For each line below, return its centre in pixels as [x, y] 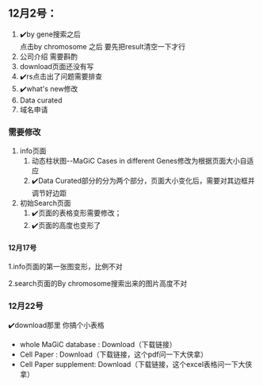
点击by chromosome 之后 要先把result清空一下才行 [103, 46]
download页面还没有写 [57, 66]
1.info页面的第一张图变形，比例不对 [65, 267]
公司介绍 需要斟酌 [48, 56]
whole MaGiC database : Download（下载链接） [98, 344]
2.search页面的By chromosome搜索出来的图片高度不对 [98, 284]
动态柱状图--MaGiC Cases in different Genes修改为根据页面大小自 [139, 161]
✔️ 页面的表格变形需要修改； [76, 213]
